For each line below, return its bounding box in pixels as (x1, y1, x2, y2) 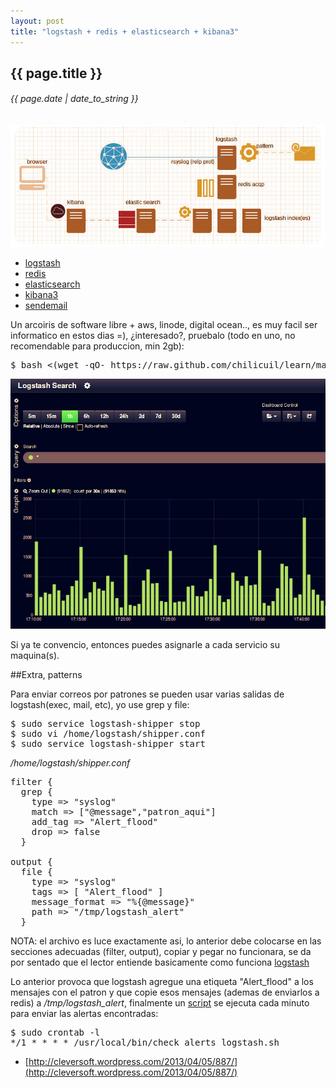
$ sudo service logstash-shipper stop (10, 718, 201, 729)
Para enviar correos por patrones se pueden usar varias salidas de (10, 688, 285, 700)
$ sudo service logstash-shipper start (10, 738, 206, 749)
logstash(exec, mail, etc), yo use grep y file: (10, 698, 190, 710)
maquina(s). (10, 649, 60, 661)
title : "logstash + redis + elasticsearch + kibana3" (10, 26, 240, 37)
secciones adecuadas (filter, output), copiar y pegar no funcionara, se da (10, 945, 312, 957)
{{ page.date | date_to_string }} (10, 93, 139, 105)
